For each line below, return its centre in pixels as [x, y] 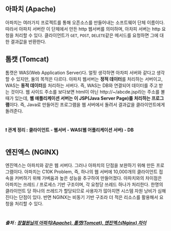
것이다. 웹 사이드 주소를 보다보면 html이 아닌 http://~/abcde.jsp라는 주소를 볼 [88, 91]
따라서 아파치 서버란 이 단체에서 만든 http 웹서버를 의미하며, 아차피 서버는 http [83, 29]
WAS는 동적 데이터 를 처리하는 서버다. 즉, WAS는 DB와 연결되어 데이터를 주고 [82, 85]
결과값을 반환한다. [28, 41]
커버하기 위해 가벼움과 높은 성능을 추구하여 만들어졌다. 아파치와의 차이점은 [88, 178]
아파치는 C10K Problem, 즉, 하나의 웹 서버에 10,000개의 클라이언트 [91, 172]
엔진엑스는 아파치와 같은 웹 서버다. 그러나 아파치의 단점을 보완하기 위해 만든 [80, 166]
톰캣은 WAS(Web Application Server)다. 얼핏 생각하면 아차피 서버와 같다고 [80, 73]
